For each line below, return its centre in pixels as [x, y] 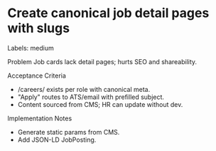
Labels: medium [31, 48]
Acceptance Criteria [37, 75]
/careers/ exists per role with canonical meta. [84, 89]
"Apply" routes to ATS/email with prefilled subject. [91, 97]
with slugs [38, 28]
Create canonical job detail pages [108, 13]
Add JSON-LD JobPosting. [57, 140]
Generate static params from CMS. [69, 132]
